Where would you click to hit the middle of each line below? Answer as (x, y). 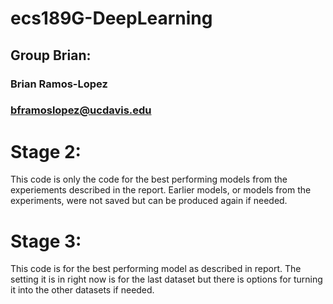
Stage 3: (46, 241)
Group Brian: (51, 55)
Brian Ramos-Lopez (59, 84)
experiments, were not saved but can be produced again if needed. (149, 201)
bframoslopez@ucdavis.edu (81, 110)
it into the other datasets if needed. (82, 290)
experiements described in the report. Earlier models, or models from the (161, 190)
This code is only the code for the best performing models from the (149, 179)
